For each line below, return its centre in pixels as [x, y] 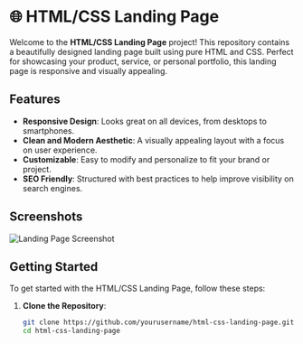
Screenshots [46, 217]
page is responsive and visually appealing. [89, 70]
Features [35, 100]
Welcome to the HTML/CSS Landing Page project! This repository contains [150, 42]
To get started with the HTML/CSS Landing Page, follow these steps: [137, 288]
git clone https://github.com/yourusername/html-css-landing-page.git [158, 322]
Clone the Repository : [64, 306]
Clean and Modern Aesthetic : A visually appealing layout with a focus [153, 140]
